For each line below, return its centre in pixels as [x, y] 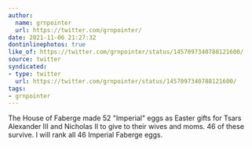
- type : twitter [35, 74]
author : [21, 15]
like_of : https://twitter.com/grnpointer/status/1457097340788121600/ [126, 52]
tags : [17, 88]
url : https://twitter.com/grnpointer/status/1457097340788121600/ [126, 81]
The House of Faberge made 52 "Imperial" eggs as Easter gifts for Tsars [125, 118]
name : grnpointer [44, 23]
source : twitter [35, 60]
